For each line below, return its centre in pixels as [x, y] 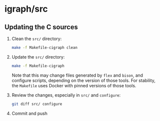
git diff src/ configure [37, 104]
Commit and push [30, 113]
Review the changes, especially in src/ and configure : [66, 95]
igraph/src [26, 9]
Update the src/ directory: [38, 57]
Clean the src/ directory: [37, 39]
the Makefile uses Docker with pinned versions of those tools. [74, 85]
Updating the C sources [41, 27]
